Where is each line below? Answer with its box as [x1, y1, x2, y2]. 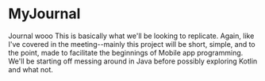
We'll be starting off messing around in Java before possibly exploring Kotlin [8, 56, 258, 66]
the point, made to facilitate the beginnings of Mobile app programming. [8, 48, 244, 57]
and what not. [8, 64, 54, 74]
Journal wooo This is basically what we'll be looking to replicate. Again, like [8, 31, 255, 40]
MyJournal [8, 5, 81, 23]
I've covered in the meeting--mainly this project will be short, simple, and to [8, 39, 255, 48]
